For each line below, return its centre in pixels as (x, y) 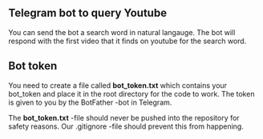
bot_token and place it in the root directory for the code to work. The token (131, 93)
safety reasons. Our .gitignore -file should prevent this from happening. (126, 126)
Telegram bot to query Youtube (87, 13)
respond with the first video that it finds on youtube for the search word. (127, 41)
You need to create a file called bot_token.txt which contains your (117, 85)
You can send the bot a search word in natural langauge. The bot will (122, 32)
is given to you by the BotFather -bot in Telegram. (90, 102)
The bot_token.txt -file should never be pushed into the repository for (124, 117)
